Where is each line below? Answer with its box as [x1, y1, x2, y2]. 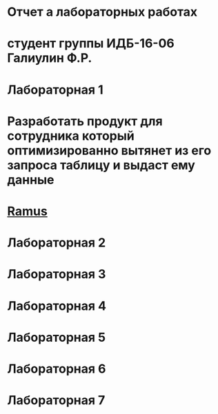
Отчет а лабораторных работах [7, 4, 198, 20]
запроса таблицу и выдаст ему [7, 157, 195, 173]
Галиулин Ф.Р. [7, 50, 92, 66]
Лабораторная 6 [7, 361, 106, 376]
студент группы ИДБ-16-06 [7, 36, 175, 52]
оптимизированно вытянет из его [7, 143, 212, 158]
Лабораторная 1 [7, 82, 103, 97]
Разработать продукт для [7, 113, 163, 129]
